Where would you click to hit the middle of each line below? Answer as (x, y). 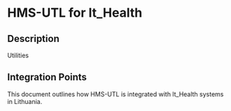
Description (33, 39)
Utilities (18, 55)
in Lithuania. (25, 101)
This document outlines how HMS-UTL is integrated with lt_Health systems (115, 94)
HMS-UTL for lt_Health (75, 13)
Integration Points (47, 77)
